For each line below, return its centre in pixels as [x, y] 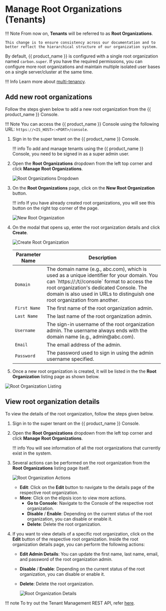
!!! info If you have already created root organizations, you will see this [84, 203]
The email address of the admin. [84, 344]
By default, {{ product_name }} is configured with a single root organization [82, 56]
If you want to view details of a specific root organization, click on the [83, 534]
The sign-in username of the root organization [101, 324]
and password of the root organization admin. [66, 559]
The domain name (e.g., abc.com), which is [97, 269]
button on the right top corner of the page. [55, 208]
